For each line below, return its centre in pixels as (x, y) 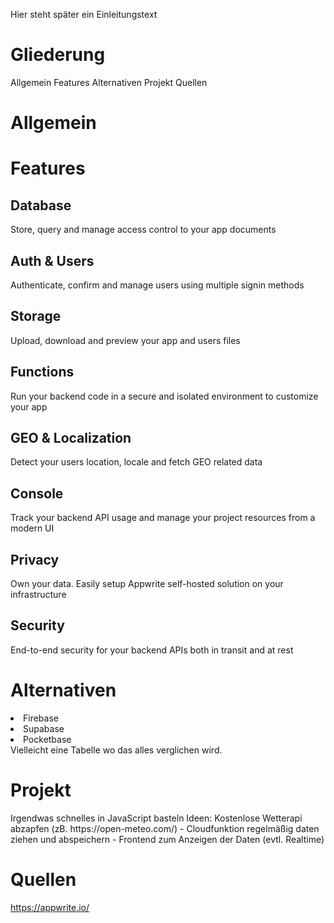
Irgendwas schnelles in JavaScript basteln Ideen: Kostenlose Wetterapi (156, 818)
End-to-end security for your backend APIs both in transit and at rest (152, 650)
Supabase (44, 728)
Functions (42, 372)
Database (41, 205)
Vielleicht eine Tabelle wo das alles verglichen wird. (116, 750)
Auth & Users (52, 260)
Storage (36, 316)
